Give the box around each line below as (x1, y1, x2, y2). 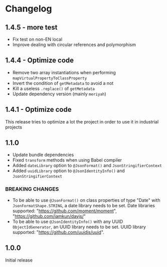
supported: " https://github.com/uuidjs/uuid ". (12, 229, 104, 235)
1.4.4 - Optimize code (5, 56, 74, 65)
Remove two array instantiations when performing (12, 69, 116, 75)
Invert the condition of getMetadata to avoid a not (12, 80, 114, 86)
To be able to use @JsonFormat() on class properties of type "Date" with (12, 197, 160, 203)
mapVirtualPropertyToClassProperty (12, 76, 87, 81)
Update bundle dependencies (12, 152, 74, 158)
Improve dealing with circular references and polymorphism (12, 42, 136, 48)
